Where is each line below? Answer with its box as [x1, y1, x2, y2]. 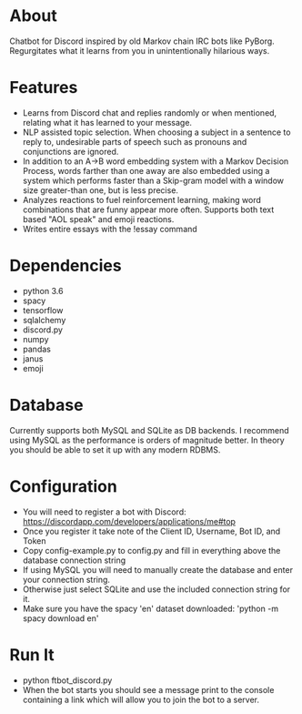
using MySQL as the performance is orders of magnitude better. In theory [9, 434, 285, 445]
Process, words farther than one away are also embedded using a [22, 165, 270, 176]
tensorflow [22, 304, 64, 315]
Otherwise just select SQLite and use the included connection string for [22, 584, 291, 595]
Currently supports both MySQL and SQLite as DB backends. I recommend [9, 424, 289, 435]
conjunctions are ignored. [22, 146, 119, 157]
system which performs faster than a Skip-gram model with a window [22, 175, 285, 186]
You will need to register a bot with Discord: [22, 506, 186, 517]
